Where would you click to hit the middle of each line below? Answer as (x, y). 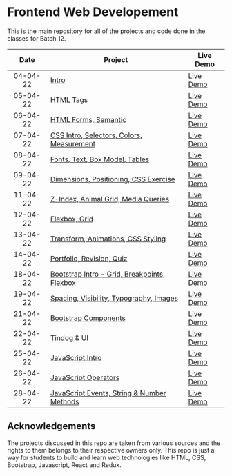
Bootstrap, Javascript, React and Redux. (65, 465)
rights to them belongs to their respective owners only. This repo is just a (111, 450)
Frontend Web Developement (93, 12)
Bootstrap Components (88, 318)
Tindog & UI (69, 337)
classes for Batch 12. (37, 38)
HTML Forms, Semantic (88, 119)
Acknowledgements (51, 426)
